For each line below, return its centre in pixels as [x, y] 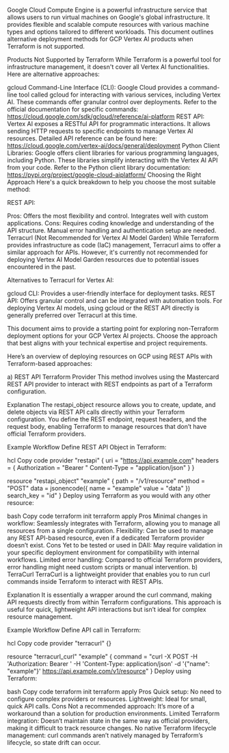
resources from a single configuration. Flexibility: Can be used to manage [110, 531]
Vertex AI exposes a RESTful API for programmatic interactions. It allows [109, 124]
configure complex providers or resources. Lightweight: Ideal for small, [107, 699]
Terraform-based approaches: [50, 363]
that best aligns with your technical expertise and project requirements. [107, 343]
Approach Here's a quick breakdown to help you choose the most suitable [111, 182]
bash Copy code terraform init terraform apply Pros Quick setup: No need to [114, 692]
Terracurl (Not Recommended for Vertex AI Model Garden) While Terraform [113, 238]
